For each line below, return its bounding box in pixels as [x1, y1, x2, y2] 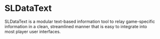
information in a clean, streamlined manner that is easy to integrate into [4, 23, 147, 29]
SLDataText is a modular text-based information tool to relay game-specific [4, 19, 155, 24]
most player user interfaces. [4, 29, 61, 34]
